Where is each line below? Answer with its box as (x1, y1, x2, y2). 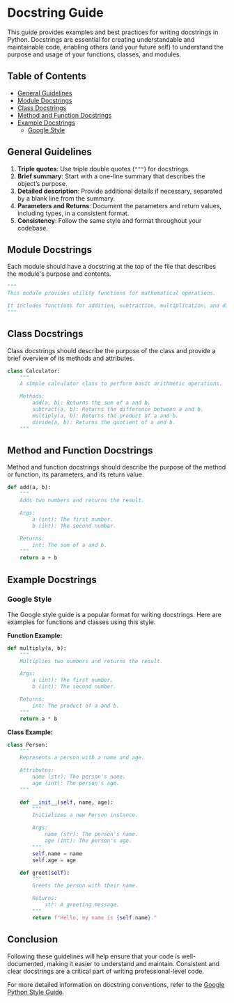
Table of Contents (7, 70, 87, 82)
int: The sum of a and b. (32, 541, 108, 548)
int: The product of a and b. (32, 702, 120, 709)
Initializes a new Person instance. (32, 811, 139, 819)
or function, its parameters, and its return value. (7, 470, 144, 479)
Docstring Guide (7, 5, 104, 21)
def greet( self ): (19, 869, 70, 876)
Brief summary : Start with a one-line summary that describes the (17, 172, 205, 180)
